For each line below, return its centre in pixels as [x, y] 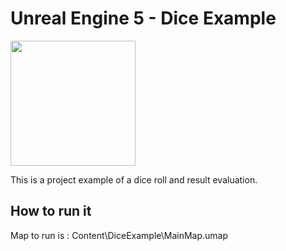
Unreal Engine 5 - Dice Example [143, 18]
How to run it [51, 211]
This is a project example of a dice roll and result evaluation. [134, 179]
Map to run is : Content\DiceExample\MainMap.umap [119, 235]
